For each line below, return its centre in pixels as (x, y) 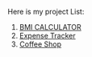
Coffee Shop (40, 44)
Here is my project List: (46, 12)
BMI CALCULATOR (50, 27)
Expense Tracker (47, 36)
